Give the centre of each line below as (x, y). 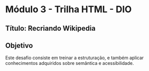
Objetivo (19, 45)
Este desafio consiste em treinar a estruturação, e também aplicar (74, 58)
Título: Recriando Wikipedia (51, 28)
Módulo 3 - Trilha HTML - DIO (68, 9)
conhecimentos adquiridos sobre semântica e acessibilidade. (70, 63)
